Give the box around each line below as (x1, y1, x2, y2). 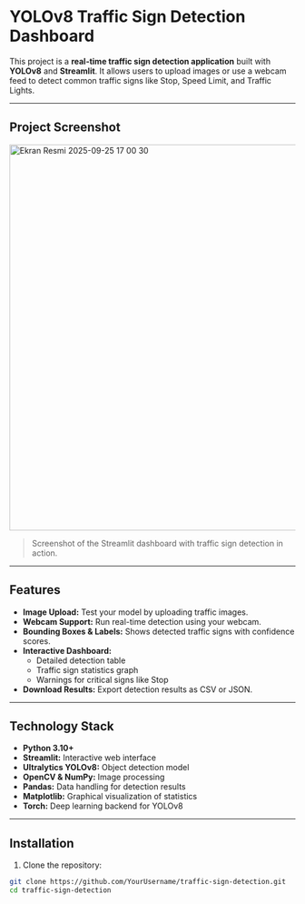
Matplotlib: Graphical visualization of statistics (22, 791, 198, 802)
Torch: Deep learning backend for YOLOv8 (22, 800, 183, 811)
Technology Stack (9, 718, 114, 734)
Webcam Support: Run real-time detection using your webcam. (22, 616, 261, 627)
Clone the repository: (22, 859, 103, 870)
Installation (9, 835, 74, 851)
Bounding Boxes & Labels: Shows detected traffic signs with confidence (22, 626, 295, 637)
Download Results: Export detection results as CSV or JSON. (22, 684, 253, 695)
